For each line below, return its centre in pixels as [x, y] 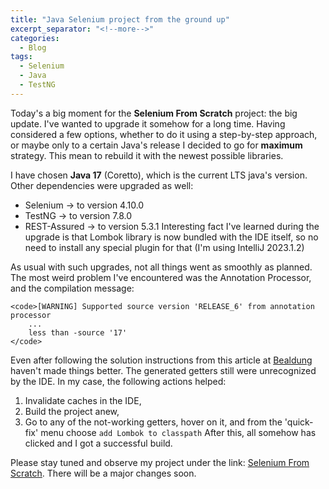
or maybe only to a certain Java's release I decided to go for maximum [156, 145]
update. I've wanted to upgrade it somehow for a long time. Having [148, 123]
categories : [35, 38]
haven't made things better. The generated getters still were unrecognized [163, 370]
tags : [21, 57]
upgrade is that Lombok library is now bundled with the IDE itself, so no [171, 237]
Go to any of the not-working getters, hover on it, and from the [153, 422]
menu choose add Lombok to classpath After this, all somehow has [178, 432]
